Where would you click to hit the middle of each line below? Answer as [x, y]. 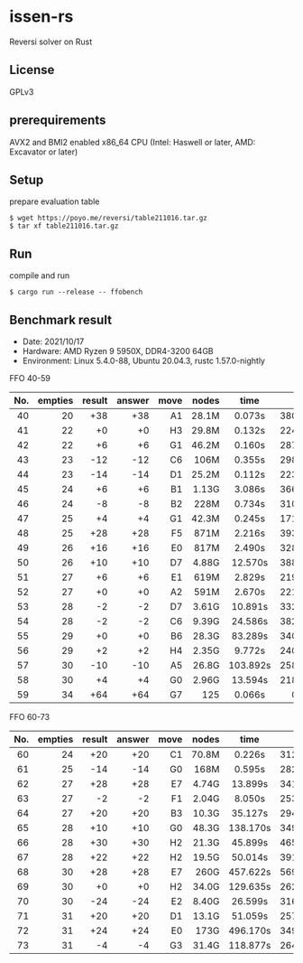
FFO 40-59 [30, 378]
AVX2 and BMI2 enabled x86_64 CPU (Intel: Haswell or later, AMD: [133, 142]
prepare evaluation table [55, 201]
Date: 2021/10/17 [53, 341]
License [32, 70]
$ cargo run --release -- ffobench [76, 292]
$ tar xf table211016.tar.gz [64, 226]
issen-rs [41, 17]
